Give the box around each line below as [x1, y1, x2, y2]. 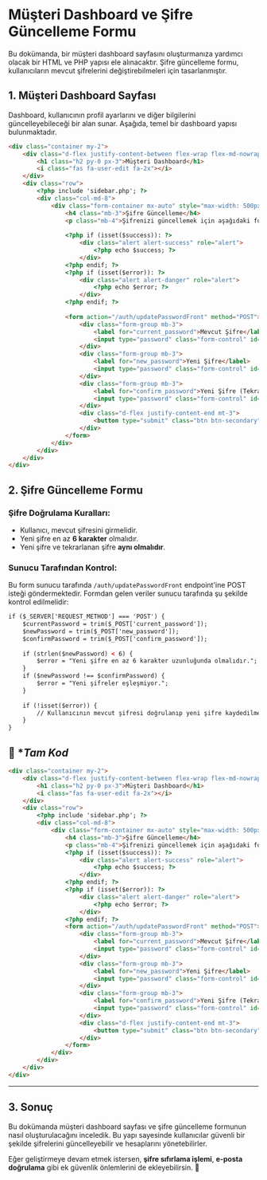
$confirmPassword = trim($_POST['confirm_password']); [22, 635, 208, 643]
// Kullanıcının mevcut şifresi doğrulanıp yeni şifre [37, 709, 222, 717]
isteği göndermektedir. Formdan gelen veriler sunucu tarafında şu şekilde [8, 588, 248, 599]
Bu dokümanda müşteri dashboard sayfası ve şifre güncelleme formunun [8, 1122, 247, 1131]
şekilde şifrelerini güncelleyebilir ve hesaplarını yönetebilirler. [8, 1139, 208, 1148]
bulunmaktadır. [8, 127, 57, 136]
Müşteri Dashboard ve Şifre [8, 6, 193, 24]
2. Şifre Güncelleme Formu [8, 483, 143, 497]
